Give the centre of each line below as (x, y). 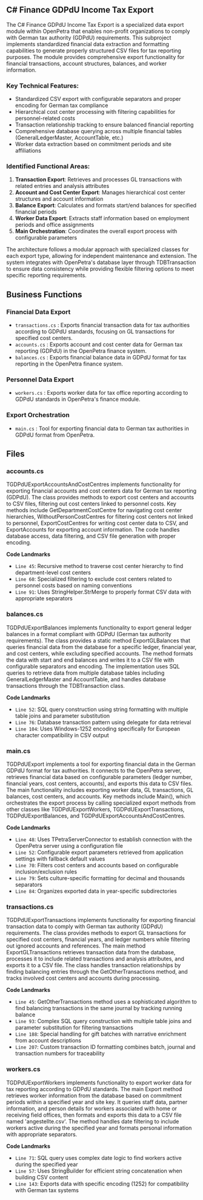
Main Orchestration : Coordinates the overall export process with (96, 231)
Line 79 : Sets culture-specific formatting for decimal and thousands (100, 878)
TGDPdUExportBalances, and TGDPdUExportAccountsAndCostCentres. (96, 816)
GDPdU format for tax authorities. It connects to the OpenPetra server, (94, 770)
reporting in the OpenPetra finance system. (69, 364)
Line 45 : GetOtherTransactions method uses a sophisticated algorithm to (106, 1002)
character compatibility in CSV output (62, 735)
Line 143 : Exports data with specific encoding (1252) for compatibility (102, 1184)
